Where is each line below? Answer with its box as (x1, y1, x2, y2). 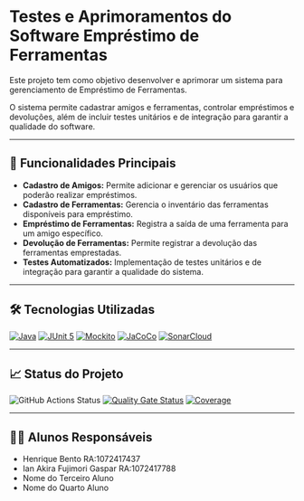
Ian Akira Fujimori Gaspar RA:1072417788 (22, 463, 176, 474)
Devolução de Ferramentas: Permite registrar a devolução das (22, 237, 258, 248)
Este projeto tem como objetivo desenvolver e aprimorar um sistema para (9, 74, 283, 85)
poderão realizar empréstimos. (22, 189, 138, 200)
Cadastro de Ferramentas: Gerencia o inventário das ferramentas (22, 199, 269, 210)
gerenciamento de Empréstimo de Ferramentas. (9, 84, 187, 95)
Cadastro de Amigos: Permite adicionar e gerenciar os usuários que (22, 179, 279, 191)
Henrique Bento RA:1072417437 (22, 454, 141, 465)
